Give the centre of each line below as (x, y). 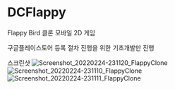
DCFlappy (37, 12)
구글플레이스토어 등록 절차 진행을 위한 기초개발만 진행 (81, 47)
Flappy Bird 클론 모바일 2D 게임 (51, 32)
